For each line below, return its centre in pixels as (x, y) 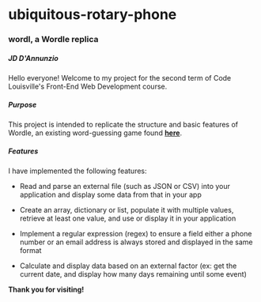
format (30, 251)
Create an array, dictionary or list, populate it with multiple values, (127, 210)
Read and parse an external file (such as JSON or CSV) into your (125, 187)
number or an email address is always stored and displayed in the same (136, 242)
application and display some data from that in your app (110, 194)
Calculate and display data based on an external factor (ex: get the (128, 266)
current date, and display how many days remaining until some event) (133, 274)
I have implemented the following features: (78, 171)
